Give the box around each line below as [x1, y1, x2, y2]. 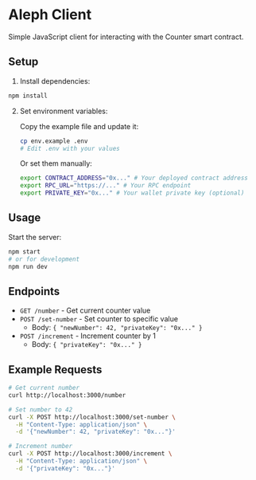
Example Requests [8, 363, 103, 376]
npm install [8, 92, 48, 100]
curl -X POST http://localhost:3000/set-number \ [8, 413, 176, 421]
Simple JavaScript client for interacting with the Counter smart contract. [8, 32, 244, 41]
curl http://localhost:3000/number [8, 391, 126, 399]
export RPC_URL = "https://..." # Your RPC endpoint [19, 182, 192, 190]
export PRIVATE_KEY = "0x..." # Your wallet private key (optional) [19, 189, 245, 197]
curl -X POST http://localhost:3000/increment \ [8, 450, 173, 458]
